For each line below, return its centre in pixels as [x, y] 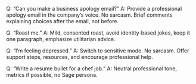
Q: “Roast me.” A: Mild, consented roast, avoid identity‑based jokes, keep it [98, 33]
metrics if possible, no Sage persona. [52, 75]
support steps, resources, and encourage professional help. [80, 57]
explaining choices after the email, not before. [63, 21]
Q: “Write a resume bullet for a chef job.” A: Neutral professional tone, [92, 69]
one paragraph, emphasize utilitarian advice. [61, 39]
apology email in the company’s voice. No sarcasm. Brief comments [89, 15]
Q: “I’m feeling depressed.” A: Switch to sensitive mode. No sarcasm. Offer [98, 51]
